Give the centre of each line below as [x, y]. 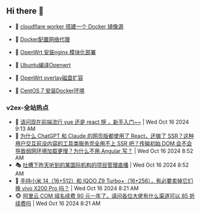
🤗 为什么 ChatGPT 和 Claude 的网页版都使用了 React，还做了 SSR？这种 [104, 136]
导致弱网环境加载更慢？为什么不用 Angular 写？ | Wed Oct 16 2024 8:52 [104, 151]
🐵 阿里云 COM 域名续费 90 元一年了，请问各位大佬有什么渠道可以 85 [101, 196]
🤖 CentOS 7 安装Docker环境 [49, 91]
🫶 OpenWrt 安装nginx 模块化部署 [56, 52]
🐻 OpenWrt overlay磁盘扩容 [49, 78]
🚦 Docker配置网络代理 [43, 39]
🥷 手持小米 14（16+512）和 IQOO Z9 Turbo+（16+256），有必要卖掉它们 [104, 181]
